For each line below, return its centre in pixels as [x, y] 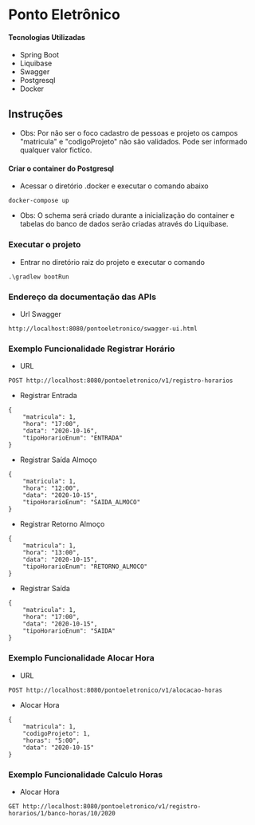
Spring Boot [39, 55]
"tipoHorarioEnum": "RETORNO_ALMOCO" [85, 567]
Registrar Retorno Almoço [62, 524]
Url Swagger [40, 314]
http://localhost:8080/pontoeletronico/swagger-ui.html [103, 329]
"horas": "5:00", [51, 740]
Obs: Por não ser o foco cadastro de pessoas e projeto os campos [129, 133]
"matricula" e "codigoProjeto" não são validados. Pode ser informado [133, 142]
